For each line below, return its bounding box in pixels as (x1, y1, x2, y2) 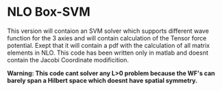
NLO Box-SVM (7, 4, 90, 20)
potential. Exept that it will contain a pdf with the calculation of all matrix (7, 41, 210, 49)
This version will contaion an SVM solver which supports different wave (7, 27, 209, 35)
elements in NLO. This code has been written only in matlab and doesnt (7, 49, 209, 57)
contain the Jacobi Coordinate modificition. (7, 55, 129, 64)
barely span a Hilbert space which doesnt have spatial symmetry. (7, 76, 198, 84)
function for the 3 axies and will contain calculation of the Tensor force (7, 34, 207, 42)
